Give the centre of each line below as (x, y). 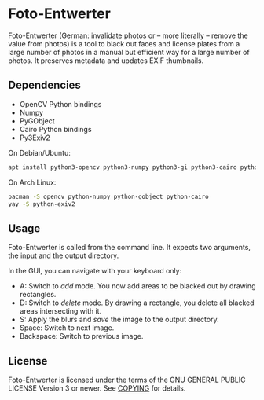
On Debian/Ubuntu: (39, 152)
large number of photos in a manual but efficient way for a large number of (129, 52)
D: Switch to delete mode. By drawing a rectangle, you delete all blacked (137, 303)
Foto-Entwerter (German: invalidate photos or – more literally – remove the (128, 35)
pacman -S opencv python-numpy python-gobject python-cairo (109, 196)
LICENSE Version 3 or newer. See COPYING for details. (97, 388)
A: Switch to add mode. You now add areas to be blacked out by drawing (137, 286)
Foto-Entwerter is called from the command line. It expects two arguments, (130, 248)
